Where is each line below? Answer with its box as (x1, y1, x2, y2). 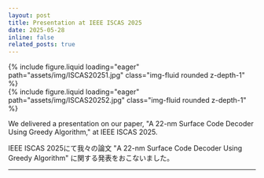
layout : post (8, 11, 51, 20)
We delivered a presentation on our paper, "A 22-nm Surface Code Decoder (8, 119, 254, 129)
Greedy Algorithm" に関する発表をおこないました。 (8, 154, 174, 163)
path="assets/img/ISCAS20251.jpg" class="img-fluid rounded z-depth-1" (8, 71, 245, 80)
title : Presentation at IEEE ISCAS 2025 (8, 19, 143, 27)
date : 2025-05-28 (8, 26, 65, 34)
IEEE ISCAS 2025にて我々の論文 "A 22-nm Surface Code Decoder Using (8, 143, 243, 153)
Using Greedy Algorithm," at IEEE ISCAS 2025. (8, 127, 159, 137)
